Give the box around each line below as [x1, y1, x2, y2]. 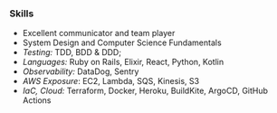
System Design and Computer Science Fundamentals [22, 37, 222, 48]
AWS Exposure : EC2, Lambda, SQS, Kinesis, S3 [22, 76, 200, 87]
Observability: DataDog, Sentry [22, 66, 139, 77]
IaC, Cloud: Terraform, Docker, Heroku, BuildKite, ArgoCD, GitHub [22, 85, 269, 97]
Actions [22, 95, 52, 106]
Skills [9, 7, 34, 20]
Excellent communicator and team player [22, 28, 176, 39]
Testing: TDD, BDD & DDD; [22, 47, 122, 58]
